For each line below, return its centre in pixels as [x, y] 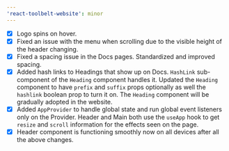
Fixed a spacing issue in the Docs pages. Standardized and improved [116, 56]
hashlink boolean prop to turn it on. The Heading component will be [113, 94]
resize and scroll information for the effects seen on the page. [108, 124]
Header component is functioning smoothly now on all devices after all [118, 132]
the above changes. [45, 140]
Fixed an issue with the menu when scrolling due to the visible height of [119, 41]
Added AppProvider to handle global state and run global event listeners [119, 109]
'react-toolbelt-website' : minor [55, 14]
